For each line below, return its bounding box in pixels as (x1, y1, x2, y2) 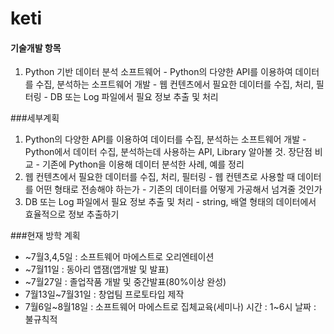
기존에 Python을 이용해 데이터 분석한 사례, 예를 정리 (41, 158, 245, 171)
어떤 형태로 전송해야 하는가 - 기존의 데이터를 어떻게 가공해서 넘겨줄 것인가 (35, 183, 323, 196)
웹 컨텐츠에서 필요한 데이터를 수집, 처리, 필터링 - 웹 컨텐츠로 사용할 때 (24, 171, 296, 183)
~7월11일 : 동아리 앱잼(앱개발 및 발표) (24, 263, 170, 276)
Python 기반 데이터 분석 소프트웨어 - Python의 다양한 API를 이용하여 (24, 66, 293, 78)
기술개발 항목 (10, 42, 62, 54)
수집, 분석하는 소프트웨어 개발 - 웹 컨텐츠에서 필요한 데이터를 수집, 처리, (35, 78, 314, 91)
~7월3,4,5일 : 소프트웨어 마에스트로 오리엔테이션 (24, 251, 215, 263)
